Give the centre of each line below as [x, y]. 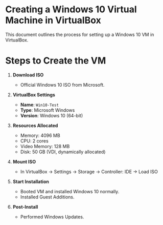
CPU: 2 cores [34, 141]
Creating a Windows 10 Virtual [71, 9]
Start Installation [31, 181]
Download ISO [28, 75]
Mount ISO [24, 161]
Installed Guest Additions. [48, 197]
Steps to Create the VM [56, 61]
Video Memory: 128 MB [45, 146]
